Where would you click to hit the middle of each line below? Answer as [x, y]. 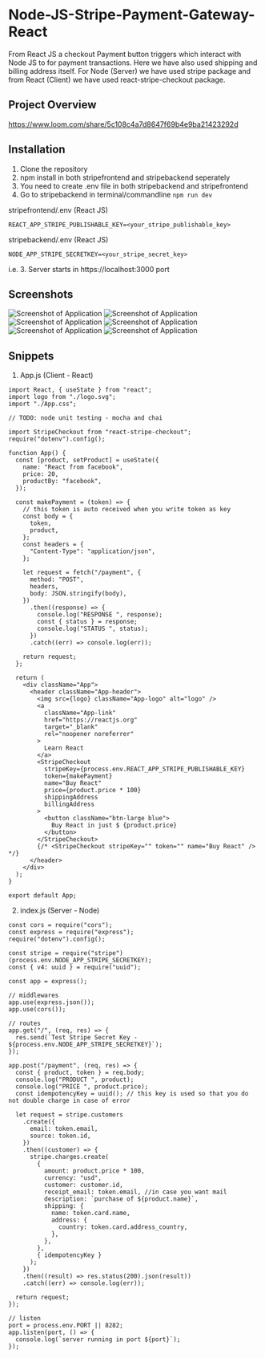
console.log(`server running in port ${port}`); [98, 1340]
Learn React [64, 748]
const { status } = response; [87, 622]
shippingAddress [71, 797]
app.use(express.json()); [51, 1002]
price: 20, [41, 474]
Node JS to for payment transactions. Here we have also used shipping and [133, 63]
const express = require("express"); [71, 933]
